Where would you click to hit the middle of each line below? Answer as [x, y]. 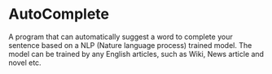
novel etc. [25, 63]
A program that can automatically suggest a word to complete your [121, 37]
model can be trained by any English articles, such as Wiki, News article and [136, 54]
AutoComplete [59, 14]
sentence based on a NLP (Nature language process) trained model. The [130, 45]
